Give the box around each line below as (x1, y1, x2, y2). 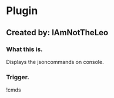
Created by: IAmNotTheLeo (6, 28, 109, 38)
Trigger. (6, 73, 29, 81)
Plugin (6, 4, 38, 18)
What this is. (6, 45, 43, 53)
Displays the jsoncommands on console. (6, 58, 104, 65)
